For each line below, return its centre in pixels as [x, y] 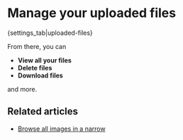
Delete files [35, 68]
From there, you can [37, 46]
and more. [22, 89]
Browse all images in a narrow [61, 129]
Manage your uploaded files [91, 13]
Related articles [43, 112]
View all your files [45, 60]
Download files [40, 75]
